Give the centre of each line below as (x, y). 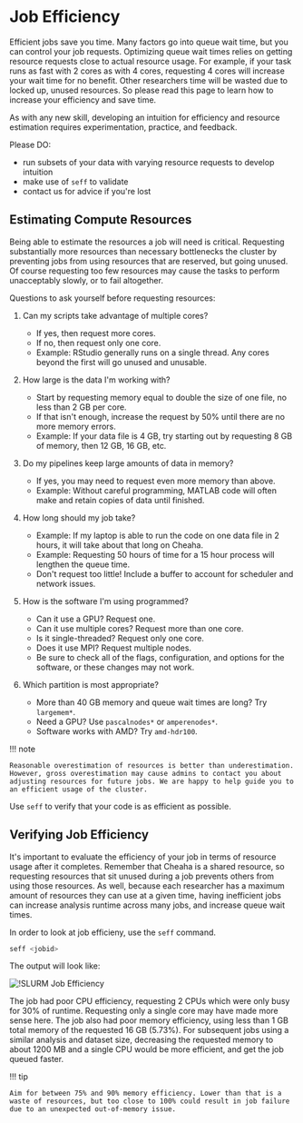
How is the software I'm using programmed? (105, 601)
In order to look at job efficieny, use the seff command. (112, 932)
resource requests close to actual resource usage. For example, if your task (151, 61)
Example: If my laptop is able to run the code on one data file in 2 (157, 535)
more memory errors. (76, 426)
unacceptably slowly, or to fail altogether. (86, 280)
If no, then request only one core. (98, 343)
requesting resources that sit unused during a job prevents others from (142, 876)
